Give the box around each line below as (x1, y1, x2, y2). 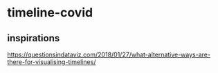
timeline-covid (7, 5, 93, 21)
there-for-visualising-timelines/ (7, 58, 96, 66)
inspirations (7, 32, 60, 44)
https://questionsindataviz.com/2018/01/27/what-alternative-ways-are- (7, 50, 211, 59)
